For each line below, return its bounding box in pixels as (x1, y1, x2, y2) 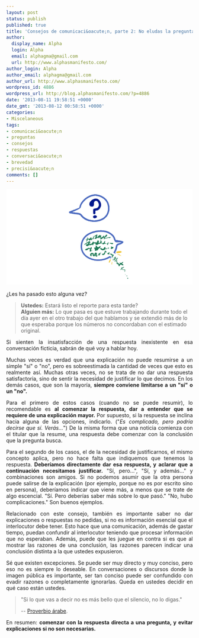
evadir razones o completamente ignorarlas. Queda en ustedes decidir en (6, 578, 193, 585)
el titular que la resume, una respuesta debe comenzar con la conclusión (6, 431, 193, 438)
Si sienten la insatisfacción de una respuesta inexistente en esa (6, 339, 193, 346)
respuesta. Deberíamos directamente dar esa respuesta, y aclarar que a (6, 461, 193, 468)
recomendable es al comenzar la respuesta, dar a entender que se (6, 405, 193, 413)
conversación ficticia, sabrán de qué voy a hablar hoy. (6, 345, 138, 352)
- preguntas (6, 134, 36, 140)
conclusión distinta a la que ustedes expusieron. (6, 548, 124, 555)
